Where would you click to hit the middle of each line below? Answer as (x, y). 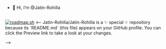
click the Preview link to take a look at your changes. (59, 33)
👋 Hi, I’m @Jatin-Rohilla (36, 8)
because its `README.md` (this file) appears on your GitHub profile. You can (83, 28)
